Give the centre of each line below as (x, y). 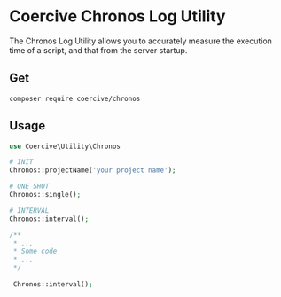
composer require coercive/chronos (75, 98)
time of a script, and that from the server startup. (98, 50)
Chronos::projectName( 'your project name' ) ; (93, 170)
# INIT (21, 162)
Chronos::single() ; (45, 195)
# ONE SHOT (29, 187)
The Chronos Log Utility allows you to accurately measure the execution (141, 41)
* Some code (35, 251)
